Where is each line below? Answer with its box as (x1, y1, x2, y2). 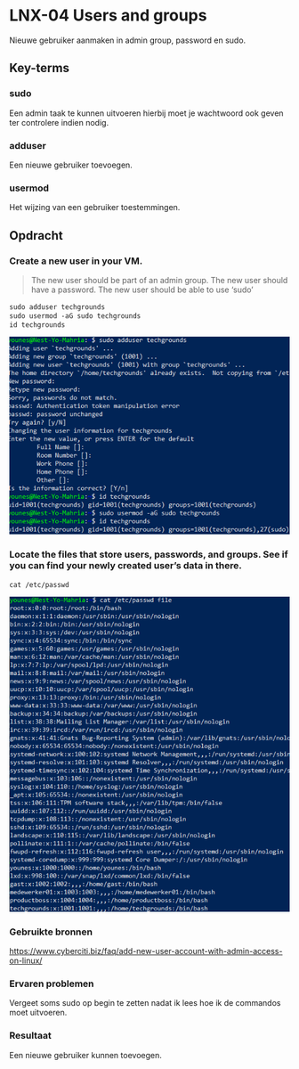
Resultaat (9, 1030, 52, 1042)
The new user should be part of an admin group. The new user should (30, 274, 288, 285)
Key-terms (9, 61, 69, 76)
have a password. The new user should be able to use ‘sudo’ (30, 284, 254, 295)
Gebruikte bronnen (9, 926, 93, 938)
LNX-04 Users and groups (9, 5, 207, 26)
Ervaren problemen (9, 977, 95, 990)
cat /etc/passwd (9, 581, 69, 590)
